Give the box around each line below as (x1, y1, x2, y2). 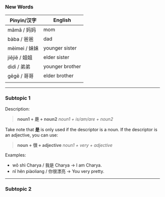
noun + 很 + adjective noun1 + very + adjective (17, 142, 113, 148)
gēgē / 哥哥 (7, 73, 34, 80)
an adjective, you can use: (5, 132, 58, 138)
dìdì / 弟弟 (7, 63, 30, 70)
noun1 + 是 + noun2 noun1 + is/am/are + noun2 (17, 116, 113, 122)
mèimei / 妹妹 (7, 45, 39, 52)
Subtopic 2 (5, 185, 32, 192)
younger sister (43, 45, 77, 52)
